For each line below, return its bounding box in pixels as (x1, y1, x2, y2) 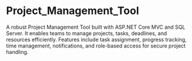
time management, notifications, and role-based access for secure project (6, 42, 186, 49)
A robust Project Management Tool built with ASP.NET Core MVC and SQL (6, 23, 186, 30)
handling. (6, 48, 29, 55)
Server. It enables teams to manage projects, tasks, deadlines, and (6, 29, 167, 36)
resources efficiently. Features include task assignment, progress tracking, (6, 36, 187, 43)
